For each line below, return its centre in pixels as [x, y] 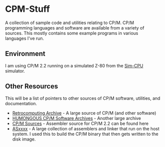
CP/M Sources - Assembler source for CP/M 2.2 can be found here [80, 123]
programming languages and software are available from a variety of [75, 28]
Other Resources [32, 86]
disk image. [24, 139]
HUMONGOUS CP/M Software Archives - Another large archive [77, 118]
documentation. [21, 103]
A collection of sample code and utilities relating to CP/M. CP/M [70, 23]
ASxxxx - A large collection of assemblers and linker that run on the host [86, 128]
